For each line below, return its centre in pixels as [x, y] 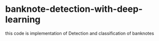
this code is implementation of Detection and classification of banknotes [79, 33]
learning [23, 20]
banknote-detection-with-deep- [74, 9]
